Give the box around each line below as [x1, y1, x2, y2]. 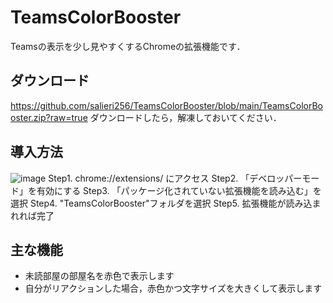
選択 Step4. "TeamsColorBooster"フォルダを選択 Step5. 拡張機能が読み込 [10, 197, 313, 209]
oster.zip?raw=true [10, 111, 88, 123]
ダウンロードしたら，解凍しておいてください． [89, 111, 282, 123]
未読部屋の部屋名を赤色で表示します [24, 270, 175, 282]
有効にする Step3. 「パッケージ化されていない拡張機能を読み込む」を [36, 184, 322, 196]
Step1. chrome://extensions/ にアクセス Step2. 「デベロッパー [48, 172, 303, 184]
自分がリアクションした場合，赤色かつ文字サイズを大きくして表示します [24, 282, 323, 295]
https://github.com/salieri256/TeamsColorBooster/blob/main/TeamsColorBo [10, 99, 323, 111]
